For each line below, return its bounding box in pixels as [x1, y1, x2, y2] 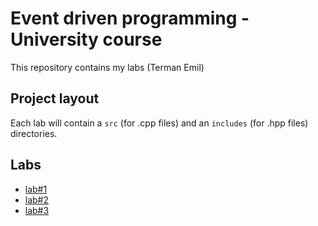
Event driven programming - [10, 7, 250, 30]
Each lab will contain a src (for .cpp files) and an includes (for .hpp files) [10, 117, 309, 129]
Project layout [10, 90, 100, 107]
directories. [10, 127, 58, 139]
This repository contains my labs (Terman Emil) [10, 61, 205, 73]
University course [10, 28, 163, 51]
